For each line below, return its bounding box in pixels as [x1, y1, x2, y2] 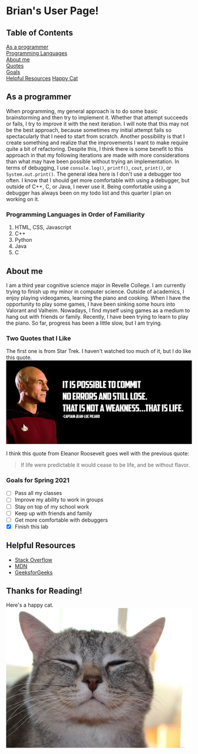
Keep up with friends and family [14, 510, 93, 517]
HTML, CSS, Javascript [14, 224, 72, 231]
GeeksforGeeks [14, 569, 53, 576]
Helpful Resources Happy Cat [6, 75, 78, 82]
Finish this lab [14, 523, 49, 530]
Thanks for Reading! [6, 586, 82, 596]
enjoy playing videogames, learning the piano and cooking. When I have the [6, 294, 190, 301]
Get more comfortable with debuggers [14, 516, 108, 523]
